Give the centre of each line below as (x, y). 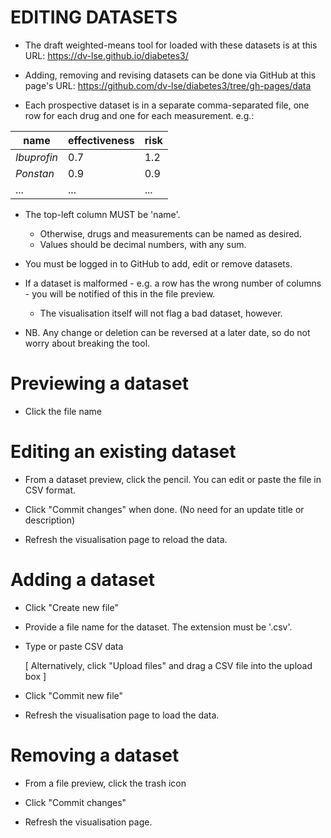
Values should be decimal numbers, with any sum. (143, 244)
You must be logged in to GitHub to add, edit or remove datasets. (158, 263)
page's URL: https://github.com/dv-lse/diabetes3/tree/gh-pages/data (168, 85)
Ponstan (35, 173)
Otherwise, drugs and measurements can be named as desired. (170, 233)
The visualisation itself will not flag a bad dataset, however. (161, 313)
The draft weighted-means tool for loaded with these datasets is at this (171, 45)
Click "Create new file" (71, 607)
